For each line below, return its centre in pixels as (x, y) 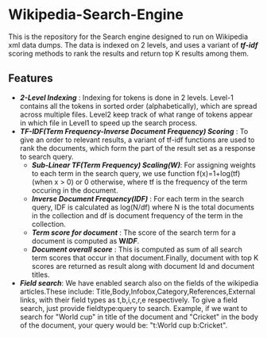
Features (31, 78)
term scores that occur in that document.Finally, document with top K (145, 257)
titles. (41, 275)
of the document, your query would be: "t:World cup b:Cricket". (124, 325)
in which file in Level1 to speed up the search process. (108, 123)
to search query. (46, 156)
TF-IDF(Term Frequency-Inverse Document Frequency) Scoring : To (134, 131)
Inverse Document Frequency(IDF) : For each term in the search (138, 198)
